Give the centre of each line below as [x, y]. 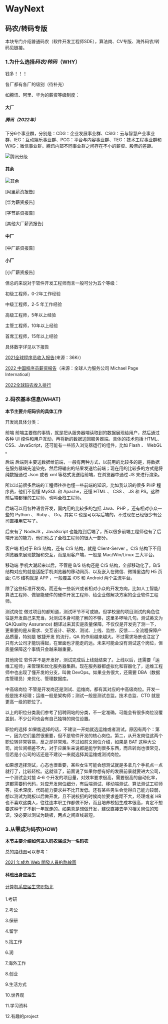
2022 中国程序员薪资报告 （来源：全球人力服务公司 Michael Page [72, 368]
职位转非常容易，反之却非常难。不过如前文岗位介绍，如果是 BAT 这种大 [78, 742]
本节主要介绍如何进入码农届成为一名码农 [47, 841]
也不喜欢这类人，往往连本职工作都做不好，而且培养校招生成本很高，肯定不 [82, 802]
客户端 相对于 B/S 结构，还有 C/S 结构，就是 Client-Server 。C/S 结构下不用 [83, 548]
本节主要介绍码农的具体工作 [34, 411]
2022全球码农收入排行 [28, 385]
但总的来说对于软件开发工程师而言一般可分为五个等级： [62, 283]
